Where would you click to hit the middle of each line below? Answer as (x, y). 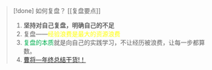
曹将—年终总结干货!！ (55, 60)
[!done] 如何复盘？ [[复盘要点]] (57, 11)
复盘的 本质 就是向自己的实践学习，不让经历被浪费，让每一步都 (111, 43)
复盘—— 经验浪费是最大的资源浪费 (72, 34)
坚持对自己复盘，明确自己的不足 (69, 25)
